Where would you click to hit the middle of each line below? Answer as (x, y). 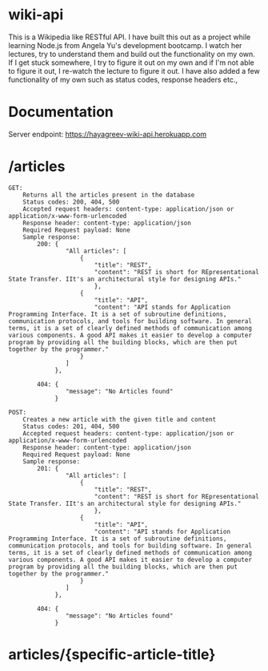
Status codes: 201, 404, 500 (71, 426)
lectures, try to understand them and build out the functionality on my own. (132, 54)
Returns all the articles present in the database (109, 195)
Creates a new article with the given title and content (120, 419)
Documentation (61, 112)
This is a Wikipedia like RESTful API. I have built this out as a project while (130, 37)
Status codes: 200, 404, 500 (71, 202)
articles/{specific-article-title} (112, 654)
